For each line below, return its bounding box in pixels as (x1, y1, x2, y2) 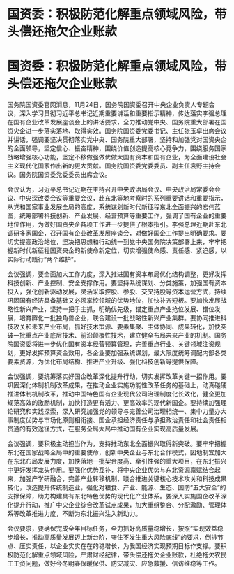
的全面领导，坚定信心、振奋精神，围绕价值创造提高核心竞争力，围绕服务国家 (7, 144, 227, 152)
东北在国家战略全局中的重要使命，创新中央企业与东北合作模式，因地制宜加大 (7, 448, 227, 457)
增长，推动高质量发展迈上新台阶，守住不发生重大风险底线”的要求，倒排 (13, 533, 218, 542)
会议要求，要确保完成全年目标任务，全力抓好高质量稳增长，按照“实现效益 (7, 524, 218, 533)
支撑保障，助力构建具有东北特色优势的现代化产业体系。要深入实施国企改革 (7, 492, 221, 501)
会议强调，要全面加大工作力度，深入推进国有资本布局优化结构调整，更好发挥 (7, 270, 227, 278)
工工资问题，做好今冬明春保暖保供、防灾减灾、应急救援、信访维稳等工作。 (7, 559, 221, 568)
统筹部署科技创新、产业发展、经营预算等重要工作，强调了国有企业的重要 (19, 211, 227, 220)
